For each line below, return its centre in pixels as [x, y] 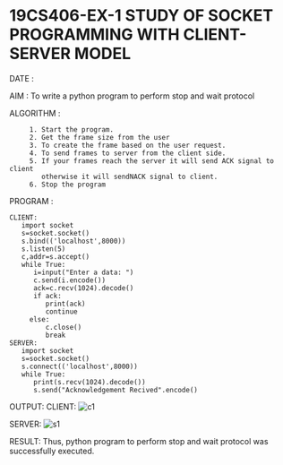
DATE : [21, 78]
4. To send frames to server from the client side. [128, 153]
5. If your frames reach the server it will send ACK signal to [152, 161]
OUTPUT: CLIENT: [43, 406]
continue [61, 311]
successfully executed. [52, 451]
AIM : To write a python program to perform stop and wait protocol [132, 96]
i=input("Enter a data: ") [83, 272]
